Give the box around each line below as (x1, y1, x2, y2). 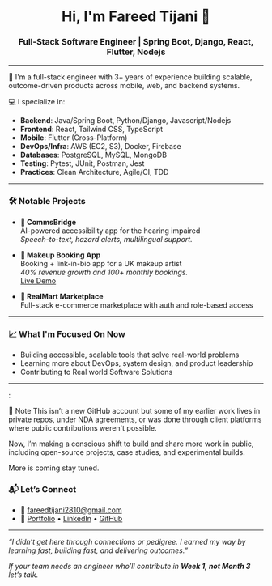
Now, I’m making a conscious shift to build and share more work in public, (8, 439, 254, 448)
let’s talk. (8, 570, 39, 580)
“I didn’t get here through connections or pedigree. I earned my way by (8, 537, 246, 547)
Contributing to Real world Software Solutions (19, 367, 173, 377)
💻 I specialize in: (8, 97, 66, 107)
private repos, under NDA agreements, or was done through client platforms (8, 414, 262, 424)
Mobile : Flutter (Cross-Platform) (19, 133, 128, 142)
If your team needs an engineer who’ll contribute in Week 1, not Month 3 (8, 562, 251, 571)
